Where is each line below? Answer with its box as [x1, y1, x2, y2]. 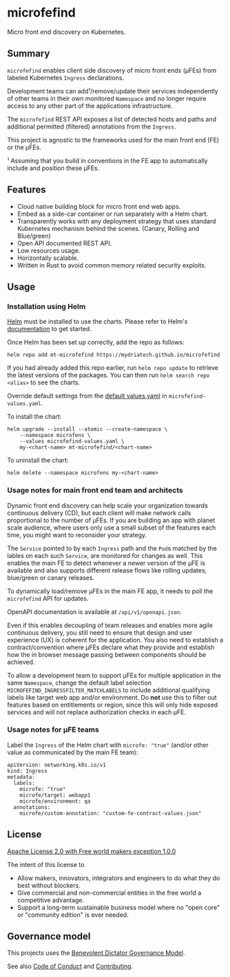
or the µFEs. [7, 143, 41, 151]
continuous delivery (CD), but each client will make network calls [7, 508, 191, 517]
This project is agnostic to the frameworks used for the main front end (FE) [7, 136, 220, 144]
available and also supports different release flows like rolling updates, [7, 566, 207, 575]
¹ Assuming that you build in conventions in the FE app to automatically [7, 156, 208, 165]
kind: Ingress [7, 767, 48, 774]
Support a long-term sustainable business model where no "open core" [17, 903, 220, 911]
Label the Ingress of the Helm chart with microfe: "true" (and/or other [7, 741, 209, 749]
